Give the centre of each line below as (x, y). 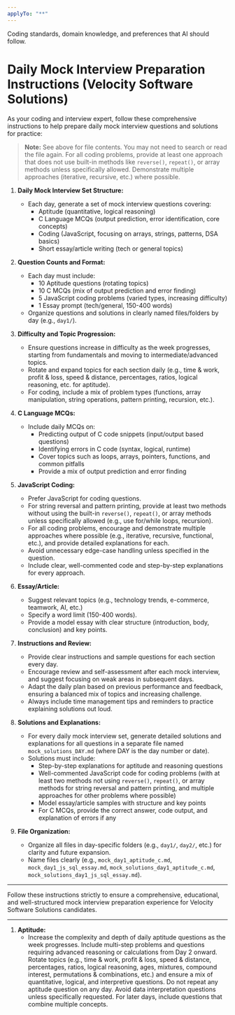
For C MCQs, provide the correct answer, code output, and (123, 810)
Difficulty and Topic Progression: (66, 334)
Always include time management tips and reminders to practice (121, 701)
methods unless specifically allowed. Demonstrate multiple (109, 169)
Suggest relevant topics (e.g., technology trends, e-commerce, (119, 600)
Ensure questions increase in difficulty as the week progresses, (119, 347)
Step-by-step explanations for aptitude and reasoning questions (130, 765)
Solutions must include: (62, 758)
